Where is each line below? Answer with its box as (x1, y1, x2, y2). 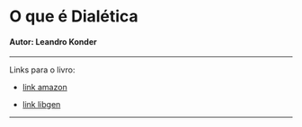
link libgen (22, 99, 61, 110)
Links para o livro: (9, 64, 75, 75)
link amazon (22, 82, 67, 93)
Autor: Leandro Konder (9, 36, 97, 47)
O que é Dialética (9, 6, 139, 27)
